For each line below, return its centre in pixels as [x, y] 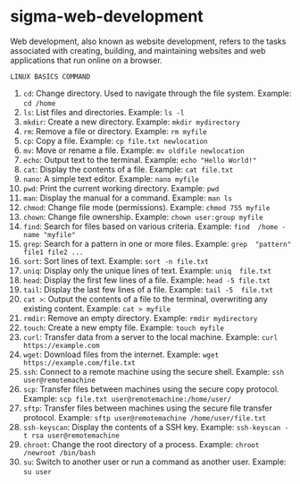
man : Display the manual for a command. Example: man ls [128, 198]
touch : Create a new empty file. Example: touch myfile [123, 327]
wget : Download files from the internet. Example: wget [121, 354]
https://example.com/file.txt [79, 363]
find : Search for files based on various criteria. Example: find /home [150, 226]
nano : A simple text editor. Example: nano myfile [111, 178]
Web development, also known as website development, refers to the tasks [148, 41]
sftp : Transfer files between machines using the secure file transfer [148, 408]
